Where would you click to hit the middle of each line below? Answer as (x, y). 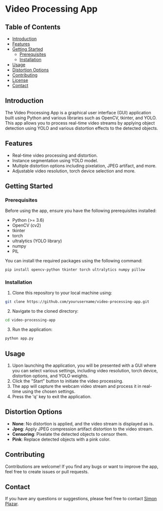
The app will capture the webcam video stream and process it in (77, 386)
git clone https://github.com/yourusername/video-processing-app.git (77, 302)
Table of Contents (33, 27)
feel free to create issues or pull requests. (47, 471)
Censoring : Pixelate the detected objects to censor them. (70, 434)
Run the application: (32, 330)
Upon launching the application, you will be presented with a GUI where (84, 365)
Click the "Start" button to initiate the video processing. (68, 381)
